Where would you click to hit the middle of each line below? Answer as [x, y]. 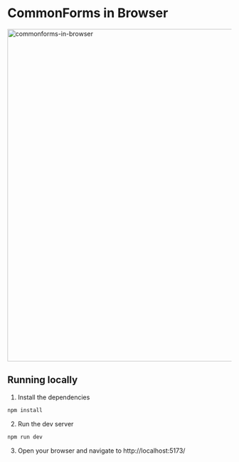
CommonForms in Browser [88, 13]
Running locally [43, 380]
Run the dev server [46, 424]
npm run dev [25, 437]
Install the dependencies [54, 397]
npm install [25, 410]
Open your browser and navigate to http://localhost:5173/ [101, 451]
